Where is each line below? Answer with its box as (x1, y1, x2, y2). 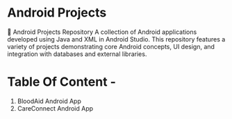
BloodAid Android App (17, 97, 81, 105)
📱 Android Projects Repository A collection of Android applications (7, 28, 197, 36)
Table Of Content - (7, 74, 117, 90)
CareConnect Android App (17, 104, 94, 112)
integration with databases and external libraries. (7, 50, 147, 58)
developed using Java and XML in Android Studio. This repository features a (7, 35, 226, 43)
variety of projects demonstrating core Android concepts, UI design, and (7, 42, 215, 51)
